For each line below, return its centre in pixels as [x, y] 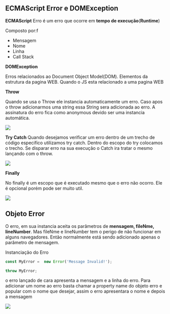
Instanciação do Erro [27, 252]
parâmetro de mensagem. [32, 242]
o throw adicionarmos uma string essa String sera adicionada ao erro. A [80, 107]
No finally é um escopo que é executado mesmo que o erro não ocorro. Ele [84, 182]
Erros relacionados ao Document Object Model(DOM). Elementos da [77, 76]
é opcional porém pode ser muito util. [44, 188]
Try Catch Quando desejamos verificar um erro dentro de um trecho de [80, 137]
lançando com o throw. [29, 153]
